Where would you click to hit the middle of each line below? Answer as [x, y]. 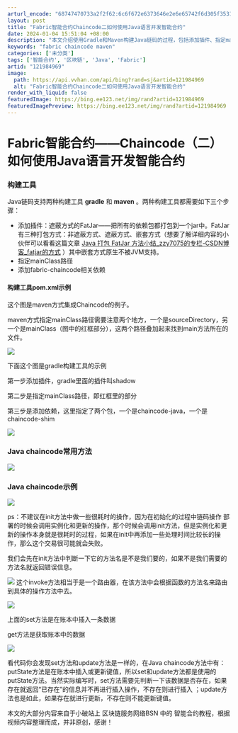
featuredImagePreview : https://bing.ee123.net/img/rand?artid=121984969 [117, 106]
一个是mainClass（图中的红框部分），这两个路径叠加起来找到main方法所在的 [118, 328]
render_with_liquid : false [47, 93]
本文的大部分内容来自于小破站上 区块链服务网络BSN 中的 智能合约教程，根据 [119, 713]
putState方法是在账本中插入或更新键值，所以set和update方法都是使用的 [112, 672]
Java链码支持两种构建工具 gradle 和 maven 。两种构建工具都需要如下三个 [115, 202]
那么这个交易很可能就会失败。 [63, 543]
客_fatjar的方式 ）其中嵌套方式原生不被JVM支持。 [90, 252]
